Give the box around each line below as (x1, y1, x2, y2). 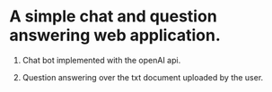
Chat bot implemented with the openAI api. (22, 54, 181, 65)
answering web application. (9, 25, 222, 46)
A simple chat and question (9, 6, 217, 27)
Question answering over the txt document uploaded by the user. (22, 71, 264, 82)
